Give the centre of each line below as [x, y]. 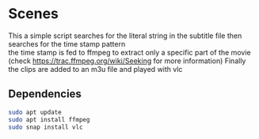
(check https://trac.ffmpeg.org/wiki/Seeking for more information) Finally [127, 61]
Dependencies [45, 94]
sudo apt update [35, 112]
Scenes [34, 14]
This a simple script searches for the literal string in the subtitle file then [125, 36]
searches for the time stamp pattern [67, 43]
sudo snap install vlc [46, 127]
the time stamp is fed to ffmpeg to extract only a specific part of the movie [129, 52]
